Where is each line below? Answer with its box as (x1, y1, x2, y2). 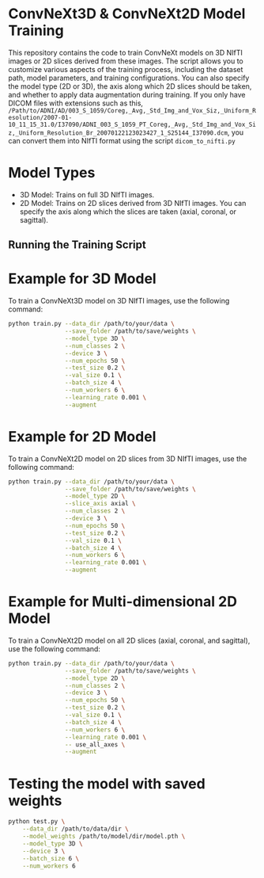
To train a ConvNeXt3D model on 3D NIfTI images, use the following (8, 296, 230, 306)
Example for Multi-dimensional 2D (8, 593, 237, 611)
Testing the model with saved (8, 774, 206, 792)
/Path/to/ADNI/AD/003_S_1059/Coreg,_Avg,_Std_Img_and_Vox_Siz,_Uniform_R (8, 106, 257, 115)
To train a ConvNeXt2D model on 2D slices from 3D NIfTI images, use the (8, 453, 247, 464)
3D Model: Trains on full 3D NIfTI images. (19, 189, 155, 199)
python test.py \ (8, 818, 66, 826)
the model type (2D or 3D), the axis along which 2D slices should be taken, (8, 81, 252, 91)
